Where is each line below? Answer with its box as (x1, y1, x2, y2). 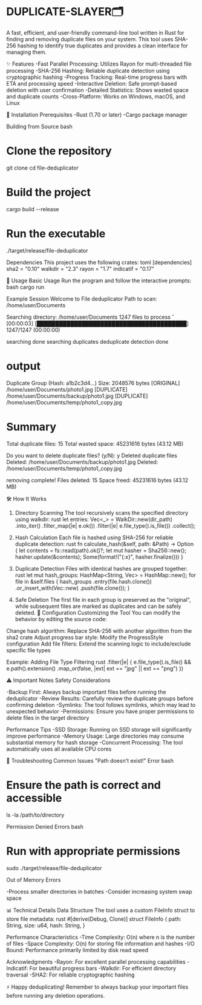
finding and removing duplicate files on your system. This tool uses (6, 35, 174, 43)
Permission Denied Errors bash (6, 823, 83, 830)
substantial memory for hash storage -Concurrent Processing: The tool (6, 738, 183, 746)
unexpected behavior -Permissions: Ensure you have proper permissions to (6, 707, 195, 715)
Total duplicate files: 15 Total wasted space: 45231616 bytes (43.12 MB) (6, 440, 184, 447)
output (6, 359, 41, 373)
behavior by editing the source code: (15, 615, 107, 622)
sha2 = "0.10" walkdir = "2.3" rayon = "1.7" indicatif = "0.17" (6, 265, 154, 272)
